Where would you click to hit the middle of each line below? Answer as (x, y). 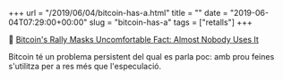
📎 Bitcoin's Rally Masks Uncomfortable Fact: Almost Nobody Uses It (133, 40)
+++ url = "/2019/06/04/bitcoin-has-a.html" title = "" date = (119, 13)
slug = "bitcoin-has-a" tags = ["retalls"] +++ (171, 22)
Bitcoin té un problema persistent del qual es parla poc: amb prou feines (141, 56)
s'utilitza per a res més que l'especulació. (85, 66)
